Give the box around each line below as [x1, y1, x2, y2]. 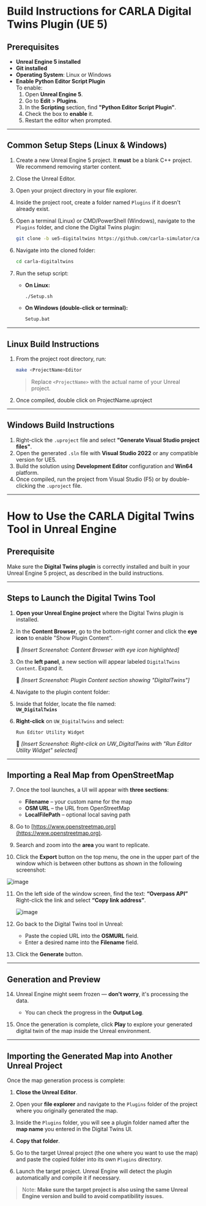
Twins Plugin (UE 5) [7, 17, 108, 31]
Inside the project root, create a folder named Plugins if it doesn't [15, 198, 181, 206]
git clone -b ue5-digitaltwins [15, 235, 96, 242]
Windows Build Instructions [7, 420, 115, 431]
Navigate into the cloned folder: [15, 247, 95, 254]
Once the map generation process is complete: [7, 1077, 125, 1084]
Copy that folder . [15, 1137, 61, 1145]
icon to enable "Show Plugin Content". [15, 634, 113, 642]
